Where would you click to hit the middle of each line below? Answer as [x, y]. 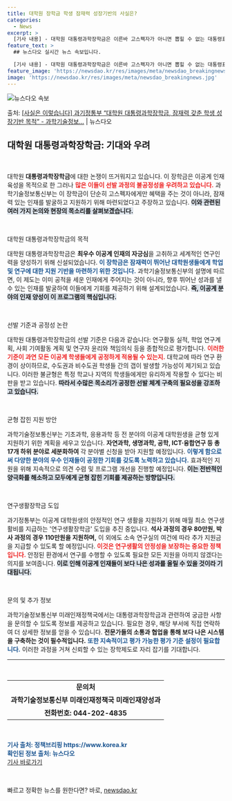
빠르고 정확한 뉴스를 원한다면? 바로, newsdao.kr [72, 790]
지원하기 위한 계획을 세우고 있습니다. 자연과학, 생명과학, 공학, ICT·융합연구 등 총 [114, 443]
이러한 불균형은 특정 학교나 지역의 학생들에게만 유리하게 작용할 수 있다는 [118, 375]
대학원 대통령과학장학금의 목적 [48, 239]
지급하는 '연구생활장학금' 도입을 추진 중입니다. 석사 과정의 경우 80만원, [120, 529]
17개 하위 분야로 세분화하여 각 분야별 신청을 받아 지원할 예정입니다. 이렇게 [106, 452]
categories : [24, 20]
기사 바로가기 [25, 762]
